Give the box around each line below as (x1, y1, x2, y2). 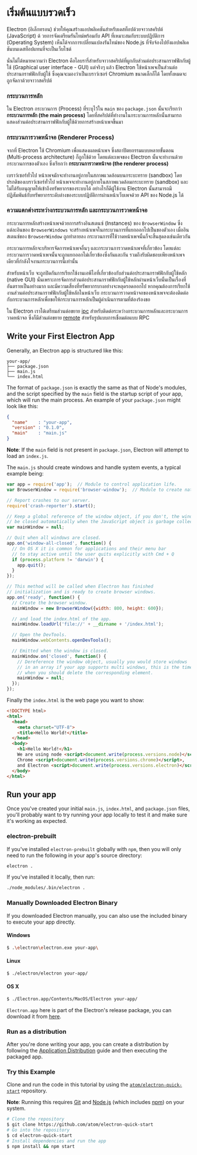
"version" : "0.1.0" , (12, 425, 65, 430)
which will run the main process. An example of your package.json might (6, 396, 181, 404)
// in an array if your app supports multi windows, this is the (17, 664, 180, 670)
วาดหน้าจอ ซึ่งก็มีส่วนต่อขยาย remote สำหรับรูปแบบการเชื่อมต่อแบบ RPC (6, 314, 150, 321)
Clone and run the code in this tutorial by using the (6, 1081, 129, 1088)
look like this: (6, 402, 39, 409)
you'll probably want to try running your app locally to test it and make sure (6, 811, 188, 818)
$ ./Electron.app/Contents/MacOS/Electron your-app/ (6, 996, 138, 1002)
